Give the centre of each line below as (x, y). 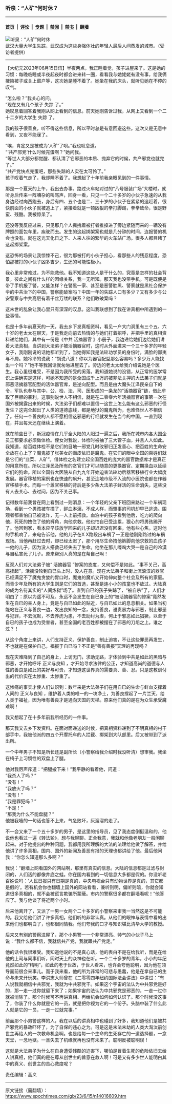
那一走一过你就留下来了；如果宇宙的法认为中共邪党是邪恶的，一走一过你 (90, 990)
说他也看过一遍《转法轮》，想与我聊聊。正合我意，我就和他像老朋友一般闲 (83, 838)
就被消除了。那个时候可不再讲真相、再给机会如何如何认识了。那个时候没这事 (86, 997)
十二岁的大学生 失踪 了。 (31, 117)
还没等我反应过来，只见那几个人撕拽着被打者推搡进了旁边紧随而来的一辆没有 (86, 225)
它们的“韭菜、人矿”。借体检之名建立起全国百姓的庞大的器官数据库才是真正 (88, 459)
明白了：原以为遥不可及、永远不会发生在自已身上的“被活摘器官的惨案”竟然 (84, 596)
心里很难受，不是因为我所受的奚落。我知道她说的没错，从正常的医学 (90, 371)
